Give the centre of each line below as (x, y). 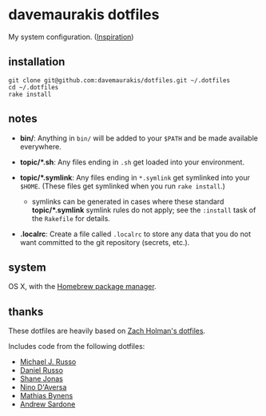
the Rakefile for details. (71, 218)
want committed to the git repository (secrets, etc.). (105, 242)
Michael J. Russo (48, 362)
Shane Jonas (42, 379)
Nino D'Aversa (43, 387)
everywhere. (40, 146)
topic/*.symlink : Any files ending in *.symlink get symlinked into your (135, 177)
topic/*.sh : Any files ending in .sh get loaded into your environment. (132, 162)
